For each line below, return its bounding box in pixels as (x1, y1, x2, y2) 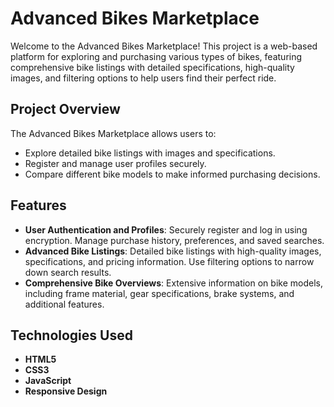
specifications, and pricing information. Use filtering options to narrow (24, 255, 315, 267)
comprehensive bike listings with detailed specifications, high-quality (10, 61, 295, 73)
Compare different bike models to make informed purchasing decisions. (24, 168, 321, 180)
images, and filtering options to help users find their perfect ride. (10, 72, 277, 84)
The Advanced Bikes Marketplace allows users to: (10, 127, 217, 139)
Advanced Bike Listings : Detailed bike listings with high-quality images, (24, 245, 322, 257)
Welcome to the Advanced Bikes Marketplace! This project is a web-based (10, 40, 318, 52)
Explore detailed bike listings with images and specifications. (24, 147, 276, 159)
